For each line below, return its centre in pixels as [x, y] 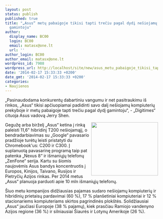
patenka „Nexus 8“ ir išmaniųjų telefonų [45, 156]
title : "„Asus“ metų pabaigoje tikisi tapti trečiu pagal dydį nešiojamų [81, 23]
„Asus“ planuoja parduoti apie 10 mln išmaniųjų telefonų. [61, 181]
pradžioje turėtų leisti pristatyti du [39, 140]
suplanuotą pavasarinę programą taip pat [46, 150]
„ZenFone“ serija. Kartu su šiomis [38, 161]
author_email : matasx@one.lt [34, 59]
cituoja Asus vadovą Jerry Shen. [38, 115]
